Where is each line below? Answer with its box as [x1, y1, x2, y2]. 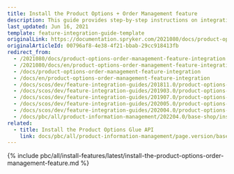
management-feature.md [7, 159, 79, 167]
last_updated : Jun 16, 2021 [7, 23, 89, 30]
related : [7, 119, 33, 127]
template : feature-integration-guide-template [7, 29, 145, 37]
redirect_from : [7, 49, 52, 56]
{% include [7, 152, 39, 160]
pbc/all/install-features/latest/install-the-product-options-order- [40, 152, 224, 160]
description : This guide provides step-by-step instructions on [7, 17, 198, 24]
